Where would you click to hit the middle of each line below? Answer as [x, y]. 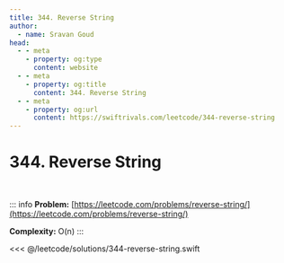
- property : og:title [66, 84]
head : [19, 43]
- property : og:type [64, 59]
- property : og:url [62, 110]
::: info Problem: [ [42, 205]
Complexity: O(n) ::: [47, 232]
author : [24, 26]
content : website [66, 68]
